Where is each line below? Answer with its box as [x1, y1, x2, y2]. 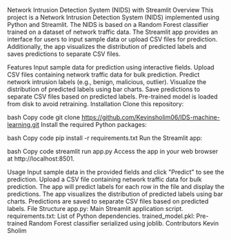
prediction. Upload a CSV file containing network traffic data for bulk [7, 175, 202, 183]
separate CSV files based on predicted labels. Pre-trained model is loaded [7, 92, 219, 101]
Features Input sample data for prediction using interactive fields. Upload [7, 63, 215, 71]
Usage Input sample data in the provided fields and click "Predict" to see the [7, 168, 225, 176]
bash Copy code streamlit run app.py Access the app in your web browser [7, 148, 219, 155]
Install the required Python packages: [41, 121, 147, 128]
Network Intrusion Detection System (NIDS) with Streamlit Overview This [7, 6, 214, 14]
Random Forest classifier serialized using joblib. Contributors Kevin [28, 219, 219, 227]
